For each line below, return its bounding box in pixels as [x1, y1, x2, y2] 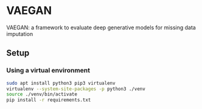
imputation [6, 30, 33, 37]
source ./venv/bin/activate [6, 91, 78, 97]
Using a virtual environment [6, 66, 90, 75]
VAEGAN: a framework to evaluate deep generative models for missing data [6, 24, 196, 31]
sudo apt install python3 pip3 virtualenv [6, 80, 116, 86]
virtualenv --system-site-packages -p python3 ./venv [6, 86, 146, 92]
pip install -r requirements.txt [6, 97, 91, 104]
